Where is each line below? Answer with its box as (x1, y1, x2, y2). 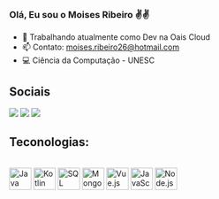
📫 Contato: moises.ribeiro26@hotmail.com (21, 42, 179, 52)
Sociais (9, 84, 51, 99)
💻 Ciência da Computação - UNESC (21, 55, 155, 65)
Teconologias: (9, 134, 90, 149)
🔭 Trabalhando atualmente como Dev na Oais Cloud (21, 32, 210, 42)
